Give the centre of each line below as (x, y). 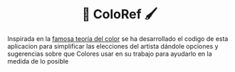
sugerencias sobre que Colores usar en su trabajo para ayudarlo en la (110, 54)
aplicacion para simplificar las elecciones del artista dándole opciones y (113, 46)
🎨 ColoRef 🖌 (120, 14)
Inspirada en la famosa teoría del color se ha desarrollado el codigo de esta (118, 38)
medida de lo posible (38, 61)
